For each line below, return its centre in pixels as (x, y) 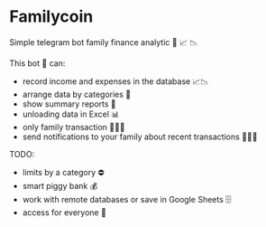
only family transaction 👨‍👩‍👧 (73, 127)
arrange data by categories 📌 (77, 94)
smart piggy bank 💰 (60, 185)
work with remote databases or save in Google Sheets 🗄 (127, 199)
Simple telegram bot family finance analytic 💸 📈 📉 (104, 42)
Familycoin (51, 17)
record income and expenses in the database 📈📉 (115, 81)
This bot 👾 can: (37, 63)
